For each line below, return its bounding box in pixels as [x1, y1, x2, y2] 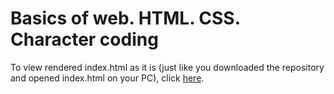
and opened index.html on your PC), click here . [10, 72, 205, 84]
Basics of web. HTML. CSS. [10, 7, 241, 30]
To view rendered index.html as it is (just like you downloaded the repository [10, 61, 325, 73]
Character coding [10, 28, 159, 51]
